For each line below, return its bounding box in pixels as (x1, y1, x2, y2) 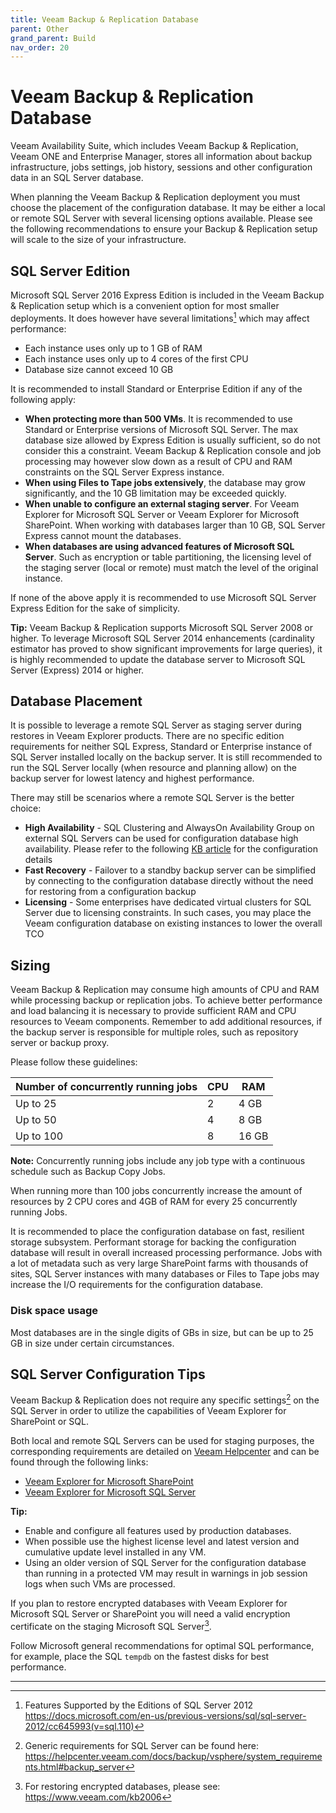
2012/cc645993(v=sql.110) (24, 1720, 135, 1732)
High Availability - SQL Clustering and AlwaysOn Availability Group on (24, 822, 315, 834)
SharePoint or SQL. (10, 1416, 90, 1428)
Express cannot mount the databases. (24, 529, 182, 541)
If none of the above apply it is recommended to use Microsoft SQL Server (10, 591, 317, 603)
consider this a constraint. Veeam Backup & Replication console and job (24, 444, 322, 456)
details (24, 854, 53, 866)
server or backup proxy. (10, 1037, 110, 1049)
